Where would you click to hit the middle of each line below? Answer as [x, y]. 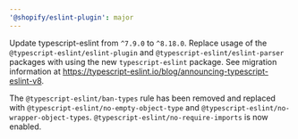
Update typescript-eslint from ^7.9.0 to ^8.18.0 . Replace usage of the [138, 43]
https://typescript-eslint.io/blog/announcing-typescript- [165, 71]
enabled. [26, 127]
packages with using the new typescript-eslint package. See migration [143, 61]
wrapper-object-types [50, 118]
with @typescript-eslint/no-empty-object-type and [104, 107]
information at [35, 71]
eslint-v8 [26, 80]
